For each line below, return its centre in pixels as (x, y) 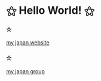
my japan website (28, 43)
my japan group (25, 71)
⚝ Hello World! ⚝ (50, 10)
